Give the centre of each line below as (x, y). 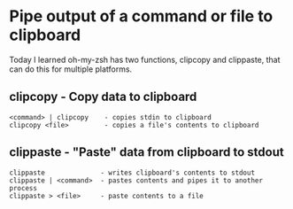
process (23, 188)
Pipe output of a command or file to (141, 16)
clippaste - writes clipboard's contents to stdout (132, 173)
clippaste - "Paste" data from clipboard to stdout (147, 152)
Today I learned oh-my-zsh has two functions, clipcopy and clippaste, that (145, 59)
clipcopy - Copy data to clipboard (103, 97)
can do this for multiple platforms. (71, 69)
